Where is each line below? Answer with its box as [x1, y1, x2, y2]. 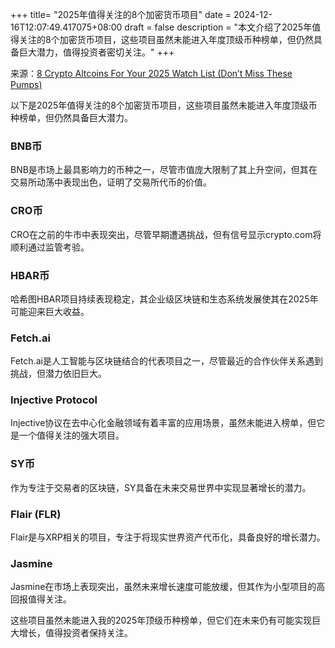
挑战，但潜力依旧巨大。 [10, 368, 107, 380]
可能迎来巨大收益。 [10, 305, 90, 317]
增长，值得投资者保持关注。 [18, 627, 133, 639]
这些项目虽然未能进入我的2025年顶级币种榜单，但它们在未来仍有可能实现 [10, 614, 313, 627]
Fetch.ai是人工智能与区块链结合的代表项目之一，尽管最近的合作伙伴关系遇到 [10, 355, 323, 367]
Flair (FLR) [10, 507, 62, 521]
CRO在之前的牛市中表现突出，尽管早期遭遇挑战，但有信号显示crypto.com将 [10, 228, 322, 240]
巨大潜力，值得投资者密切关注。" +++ [18, 46, 175, 58]
